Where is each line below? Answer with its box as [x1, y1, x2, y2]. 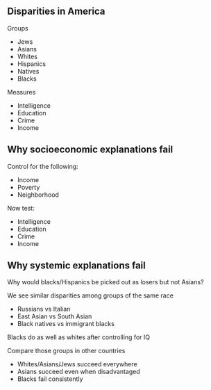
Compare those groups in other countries [7, 347, 126, 355]
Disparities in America [7, 6, 105, 17]
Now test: [7, 204, 35, 212]
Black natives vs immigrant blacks [17, 320, 115, 328]
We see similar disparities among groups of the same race [7, 291, 174, 300]
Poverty [17, 183, 40, 191]
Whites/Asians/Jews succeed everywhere [17, 360, 137, 368]
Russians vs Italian [17, 305, 71, 314]
